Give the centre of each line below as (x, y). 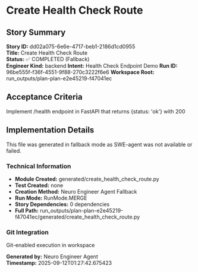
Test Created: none (39, 185)
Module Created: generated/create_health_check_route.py (87, 179)
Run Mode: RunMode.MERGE (51, 198)
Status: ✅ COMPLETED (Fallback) (48, 59)
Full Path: (26, 210)
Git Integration (27, 232)
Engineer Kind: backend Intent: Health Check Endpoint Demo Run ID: (92, 66)
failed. (14, 151)
